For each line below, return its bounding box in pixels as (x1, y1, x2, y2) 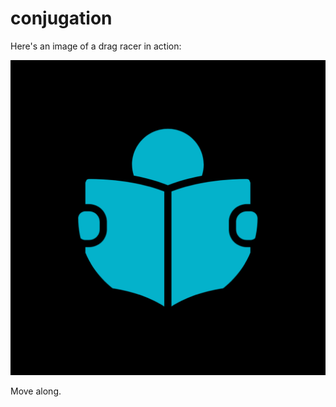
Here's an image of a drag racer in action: (10, 40, 182, 52)
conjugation (10, 7, 113, 30)
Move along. (10, 385, 62, 397)
